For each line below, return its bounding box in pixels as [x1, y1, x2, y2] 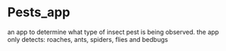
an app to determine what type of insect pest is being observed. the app [7, 28, 219, 36]
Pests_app [7, 4, 70, 21]
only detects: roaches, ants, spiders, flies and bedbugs [7, 35, 168, 43]
